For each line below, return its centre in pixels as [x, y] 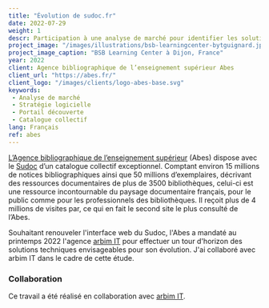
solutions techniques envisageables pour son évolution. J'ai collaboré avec [132, 250]
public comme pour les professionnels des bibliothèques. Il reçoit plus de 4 [132, 200]
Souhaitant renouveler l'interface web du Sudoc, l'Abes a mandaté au [122, 232]
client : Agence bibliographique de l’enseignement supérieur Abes [121, 68]
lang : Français [34, 127]
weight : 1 [25, 30]
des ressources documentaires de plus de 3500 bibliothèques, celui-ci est [131, 183]
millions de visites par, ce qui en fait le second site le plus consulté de [123, 208]
